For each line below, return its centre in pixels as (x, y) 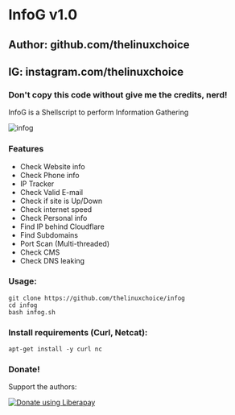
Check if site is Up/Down (61, 201)
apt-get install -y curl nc (56, 349)
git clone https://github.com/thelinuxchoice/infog (97, 298)
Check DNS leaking (52, 260)
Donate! (24, 370)
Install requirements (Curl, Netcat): (78, 332)
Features (26, 149)
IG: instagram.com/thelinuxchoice (96, 71)
